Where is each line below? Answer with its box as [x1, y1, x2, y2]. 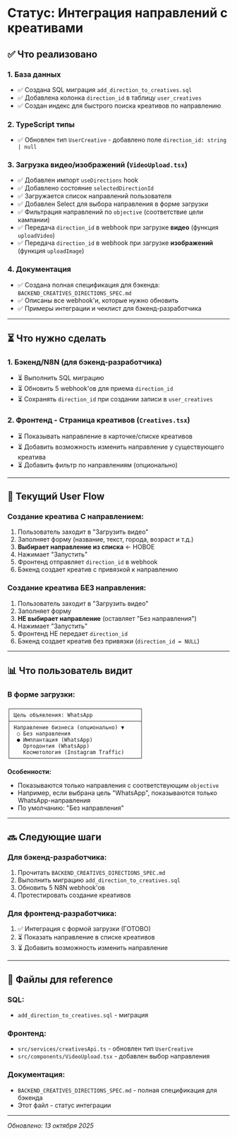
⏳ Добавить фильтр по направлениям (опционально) [17, 460, 178, 469]
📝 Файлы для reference [7, 973, 114, 985]
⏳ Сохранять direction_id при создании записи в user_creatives [17, 395, 213, 404]
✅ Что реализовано [7, 48, 97, 60]
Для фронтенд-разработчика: [7, 908, 117, 918]
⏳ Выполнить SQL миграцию [17, 374, 104, 382]
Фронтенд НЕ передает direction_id [17, 629, 128, 638]
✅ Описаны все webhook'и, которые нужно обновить [17, 296, 178, 304]
